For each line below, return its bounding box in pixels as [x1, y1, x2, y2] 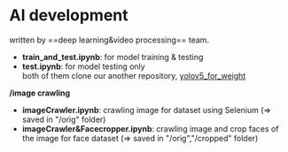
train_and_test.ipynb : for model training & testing [21, 51, 204, 62]
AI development [9, 5, 128, 26]
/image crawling [9, 87, 71, 98]
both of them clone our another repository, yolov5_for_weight [21, 70, 246, 80]
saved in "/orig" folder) [21, 114, 106, 125]
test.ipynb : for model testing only [21, 61, 145, 72]
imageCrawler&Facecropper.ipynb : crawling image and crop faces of [21, 123, 279, 133]
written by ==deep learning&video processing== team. [9, 34, 210, 45]
